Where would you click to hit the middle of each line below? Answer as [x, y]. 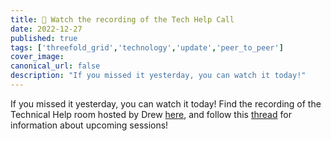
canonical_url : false [55, 66]
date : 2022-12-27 [46, 29]
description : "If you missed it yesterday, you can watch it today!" [158, 76]
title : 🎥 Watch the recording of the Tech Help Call [122, 19]
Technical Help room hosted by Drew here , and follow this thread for [151, 114]
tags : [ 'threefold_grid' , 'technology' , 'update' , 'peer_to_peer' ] [147, 47]
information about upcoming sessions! [89, 125]
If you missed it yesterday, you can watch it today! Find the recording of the [166, 103]
